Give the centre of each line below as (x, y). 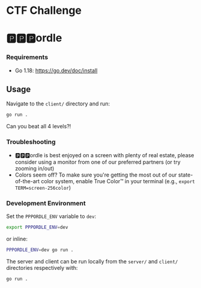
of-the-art (27, 181)
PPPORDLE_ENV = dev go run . (40, 250)
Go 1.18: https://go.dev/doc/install (56, 70)
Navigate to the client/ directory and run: (58, 104)
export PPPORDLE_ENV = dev (37, 227)
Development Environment (46, 203)
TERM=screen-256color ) (43, 187)
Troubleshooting (31, 142)
